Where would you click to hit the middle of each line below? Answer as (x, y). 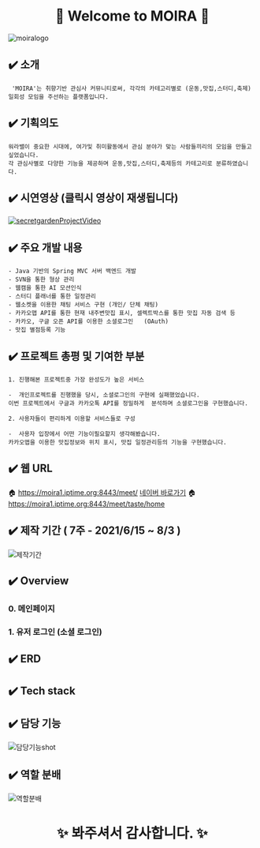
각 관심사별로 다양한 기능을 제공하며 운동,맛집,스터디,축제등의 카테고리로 (110, 163)
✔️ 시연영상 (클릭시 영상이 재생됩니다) (93, 198)
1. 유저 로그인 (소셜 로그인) (55, 632)
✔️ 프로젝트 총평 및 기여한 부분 (76, 356)
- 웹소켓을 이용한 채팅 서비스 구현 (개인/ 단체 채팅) (84, 305)
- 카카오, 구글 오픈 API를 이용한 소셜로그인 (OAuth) (89, 322)
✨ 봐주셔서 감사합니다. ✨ (132, 833)
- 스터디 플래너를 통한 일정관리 (52, 296)
